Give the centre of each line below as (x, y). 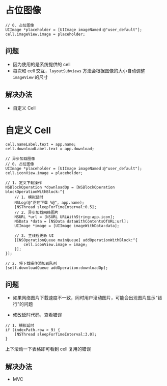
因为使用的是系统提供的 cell (41, 64)
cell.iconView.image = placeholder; (44, 173)
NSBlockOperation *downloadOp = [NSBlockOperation (60, 187)
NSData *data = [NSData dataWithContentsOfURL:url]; (72, 221)
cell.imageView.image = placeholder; (45, 34)
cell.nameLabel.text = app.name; (41, 144)
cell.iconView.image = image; (55, 244)
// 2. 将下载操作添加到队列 (31, 263)
